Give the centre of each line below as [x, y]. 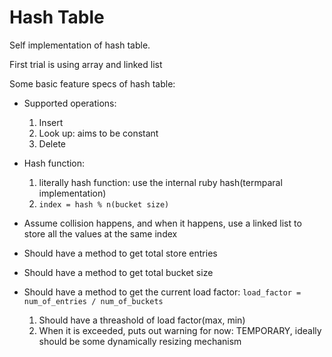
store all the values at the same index [100, 233]
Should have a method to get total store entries [120, 253]
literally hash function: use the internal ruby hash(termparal [160, 182]
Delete [52, 143]
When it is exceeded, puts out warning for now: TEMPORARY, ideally [180, 330]
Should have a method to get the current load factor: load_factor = [162, 292]
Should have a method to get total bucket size [118, 272]
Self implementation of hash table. [80, 45]
